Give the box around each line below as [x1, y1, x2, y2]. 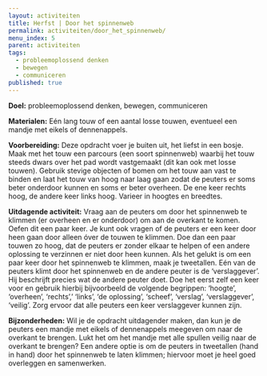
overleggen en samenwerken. [8, 358, 106, 368]
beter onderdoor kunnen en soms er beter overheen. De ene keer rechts [8, 182, 246, 192]
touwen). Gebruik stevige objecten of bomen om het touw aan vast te [8, 166, 237, 175]
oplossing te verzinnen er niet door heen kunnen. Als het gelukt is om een [8, 249, 252, 258]
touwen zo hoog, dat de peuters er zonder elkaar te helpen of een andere [8, 241, 250, 250]
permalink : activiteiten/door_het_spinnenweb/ [8, 26, 166, 34]
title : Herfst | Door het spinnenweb [8, 19, 134, 27]
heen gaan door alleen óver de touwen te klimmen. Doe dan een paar [8, 232, 236, 242]
